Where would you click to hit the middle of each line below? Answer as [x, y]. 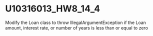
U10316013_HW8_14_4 [53, 9]
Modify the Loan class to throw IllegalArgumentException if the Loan [76, 22]
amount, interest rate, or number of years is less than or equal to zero [77, 27]
